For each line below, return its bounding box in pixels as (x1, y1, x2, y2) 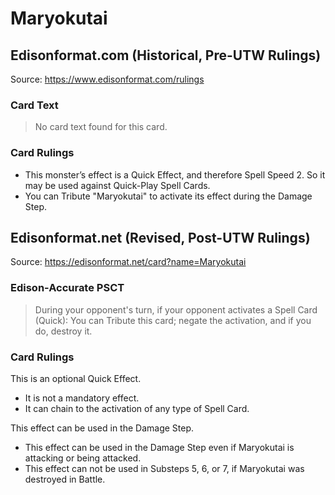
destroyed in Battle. (24, 473, 106, 485)
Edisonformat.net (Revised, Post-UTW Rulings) (10, 229, 311, 246)
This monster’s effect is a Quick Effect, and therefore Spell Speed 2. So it (24, 168, 326, 181)
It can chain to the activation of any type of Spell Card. (24, 403, 250, 414)
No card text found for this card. (34, 121, 168, 133)
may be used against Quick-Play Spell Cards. (24, 179, 211, 191)
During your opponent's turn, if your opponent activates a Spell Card (34, 303, 318, 316)
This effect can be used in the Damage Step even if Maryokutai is (24, 442, 295, 453)
